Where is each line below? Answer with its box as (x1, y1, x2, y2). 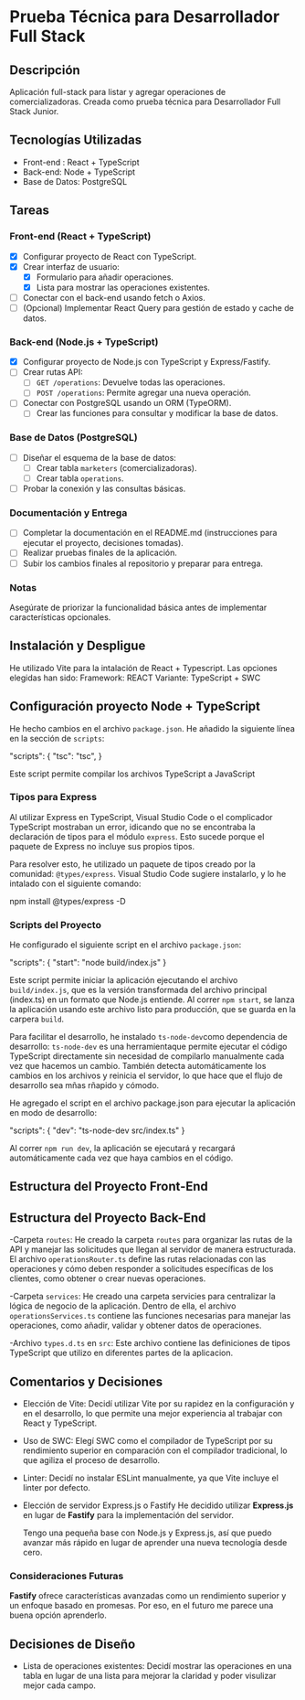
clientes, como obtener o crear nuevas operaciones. (9, 1273, 206, 1284)
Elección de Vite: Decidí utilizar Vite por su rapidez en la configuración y (22, 1398, 295, 1409)
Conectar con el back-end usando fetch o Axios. (22, 292, 205, 303)
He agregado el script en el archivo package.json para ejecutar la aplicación (9, 1097, 296, 1108)
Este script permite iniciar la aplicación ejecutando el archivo (9, 975, 238, 986)
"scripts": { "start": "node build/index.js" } (9, 957, 167, 968)
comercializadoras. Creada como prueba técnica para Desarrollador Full (9, 96, 281, 107)
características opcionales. (9, 611, 111, 623)
